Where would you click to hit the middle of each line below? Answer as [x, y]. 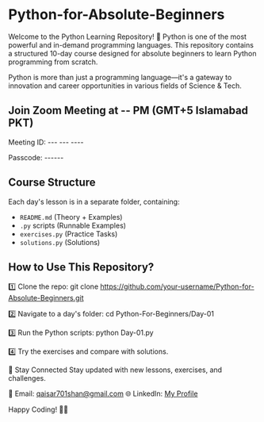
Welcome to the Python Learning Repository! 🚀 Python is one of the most [128, 36]
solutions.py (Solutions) [60, 242]
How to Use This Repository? [81, 267]
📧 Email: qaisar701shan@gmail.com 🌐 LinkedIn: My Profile [103, 393]
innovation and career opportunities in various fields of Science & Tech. [125, 86]
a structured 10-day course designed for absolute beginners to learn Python [132, 53]
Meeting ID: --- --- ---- [46, 142]
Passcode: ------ [36, 157]
